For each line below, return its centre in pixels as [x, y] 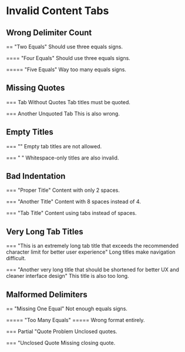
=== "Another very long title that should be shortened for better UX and [92, 270]
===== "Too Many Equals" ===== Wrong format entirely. [75, 320]
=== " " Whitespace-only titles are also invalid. [63, 158]
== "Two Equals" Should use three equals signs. [65, 47]
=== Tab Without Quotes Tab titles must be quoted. [68, 102]
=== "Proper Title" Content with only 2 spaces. [63, 190]
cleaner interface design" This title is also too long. [68, 276]
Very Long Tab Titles [45, 232]
